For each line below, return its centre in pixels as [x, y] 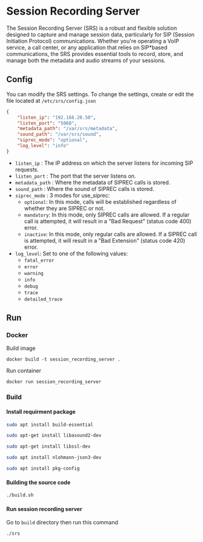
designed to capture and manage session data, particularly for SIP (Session [101, 34]
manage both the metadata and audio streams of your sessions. [86, 60]
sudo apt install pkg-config [43, 469]
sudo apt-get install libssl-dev [48, 446]
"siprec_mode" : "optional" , [52, 140]
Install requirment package [41, 411]
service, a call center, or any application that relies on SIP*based [87, 47]
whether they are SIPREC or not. [64, 208]
